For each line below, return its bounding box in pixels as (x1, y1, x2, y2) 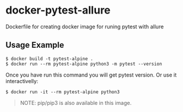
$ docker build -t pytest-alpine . (5, 55, 94, 62)
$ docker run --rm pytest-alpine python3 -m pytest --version (5, 61, 162, 67)
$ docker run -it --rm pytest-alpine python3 (5, 89, 120, 95)
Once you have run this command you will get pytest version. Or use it (5, 71, 177, 78)
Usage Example (5, 40, 65, 50)
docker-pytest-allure (5, 4, 111, 17)
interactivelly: (5, 77, 38, 84)
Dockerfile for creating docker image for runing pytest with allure (5, 23, 164, 30)
